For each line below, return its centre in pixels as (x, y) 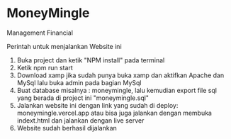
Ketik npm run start (45, 67)
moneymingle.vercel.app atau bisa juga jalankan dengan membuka (114, 113)
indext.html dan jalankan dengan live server (80, 120)
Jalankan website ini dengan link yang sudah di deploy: (97, 105)
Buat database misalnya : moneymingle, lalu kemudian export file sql (117, 90)
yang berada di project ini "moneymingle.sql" (83, 98)
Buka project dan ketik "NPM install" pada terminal (91, 60)
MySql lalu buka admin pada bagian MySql (79, 82)
